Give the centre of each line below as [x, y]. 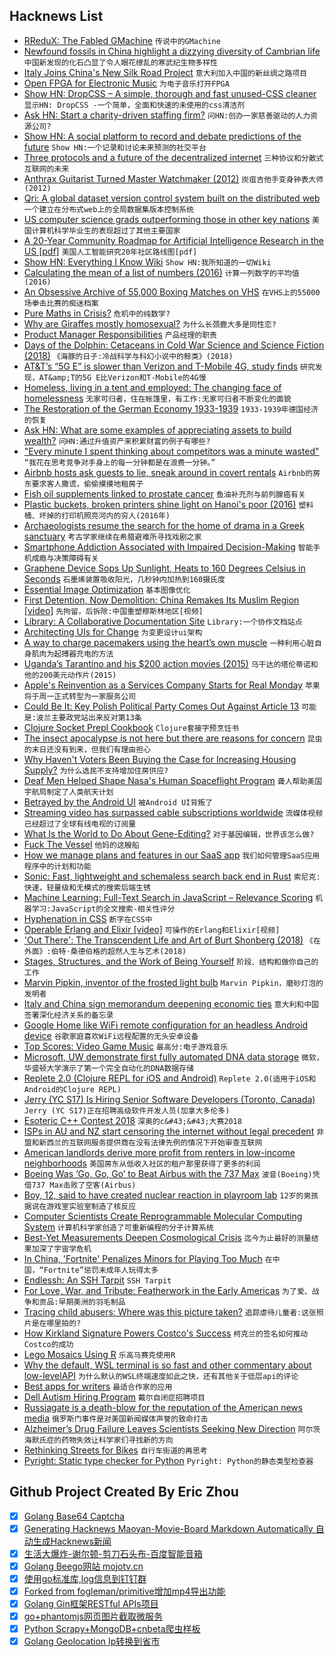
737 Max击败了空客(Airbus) [84, 1185]
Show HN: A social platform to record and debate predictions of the [162, 136]
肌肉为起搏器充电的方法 [72, 654]
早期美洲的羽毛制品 [92, 1302]
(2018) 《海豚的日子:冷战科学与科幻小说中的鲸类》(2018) [128, 355]
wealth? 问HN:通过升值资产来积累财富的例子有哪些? [117, 440]
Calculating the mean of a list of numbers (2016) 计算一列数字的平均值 [161, 272]
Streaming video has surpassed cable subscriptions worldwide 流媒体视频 [173, 812]
